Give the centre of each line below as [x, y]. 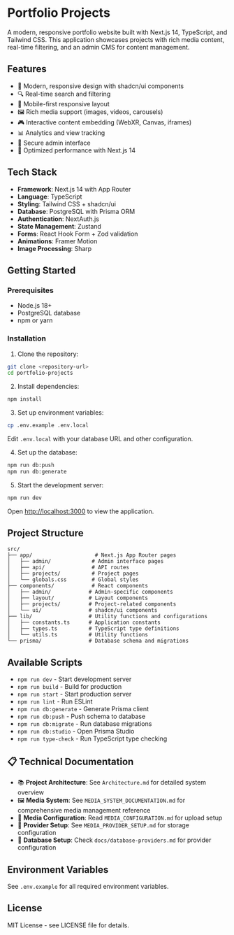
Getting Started [42, 270]
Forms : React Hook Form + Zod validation [78, 234]
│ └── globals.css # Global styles [73, 580]
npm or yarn [35, 320]
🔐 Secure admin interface [54, 143]
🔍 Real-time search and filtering [64, 94]
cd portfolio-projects [40, 373]
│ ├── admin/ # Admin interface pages [86, 562]
